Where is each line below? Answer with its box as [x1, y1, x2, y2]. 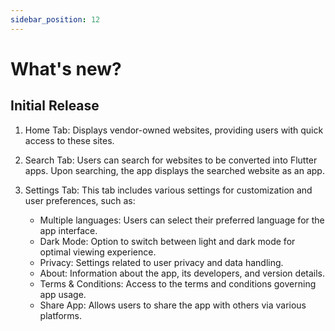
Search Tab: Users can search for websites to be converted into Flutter [24, 154, 318, 166]
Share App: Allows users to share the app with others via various [39, 299, 307, 311]
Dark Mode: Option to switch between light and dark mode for [39, 235, 296, 247]
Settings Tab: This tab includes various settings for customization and [24, 184, 313, 196]
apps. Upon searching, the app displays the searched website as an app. [24, 164, 325, 176]
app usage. [39, 288, 87, 300]
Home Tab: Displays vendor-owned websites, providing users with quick [24, 124, 324, 136]
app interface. [39, 224, 98, 236]
